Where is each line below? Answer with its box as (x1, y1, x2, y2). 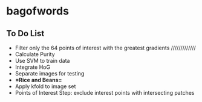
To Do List (6, 28, 45, 39)
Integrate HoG (15, 63, 50, 71)
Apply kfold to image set (15, 83, 76, 90)
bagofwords (6, 4, 70, 18)
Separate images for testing (15, 70, 85, 77)
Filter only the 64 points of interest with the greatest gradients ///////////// (15, 44, 197, 51)
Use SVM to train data (15, 57, 70, 64)
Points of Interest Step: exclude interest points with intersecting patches (15, 89, 195, 96)
